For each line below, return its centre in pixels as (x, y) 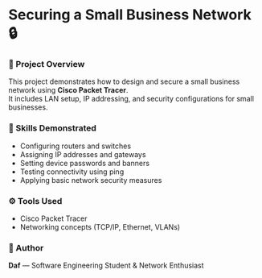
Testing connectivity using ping (72, 172)
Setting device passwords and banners (85, 163)
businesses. (28, 107)
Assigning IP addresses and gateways (83, 154)
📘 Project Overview (47, 64)
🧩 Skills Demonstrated (52, 128)
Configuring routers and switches (75, 146)
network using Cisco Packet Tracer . (68, 90)
